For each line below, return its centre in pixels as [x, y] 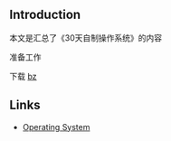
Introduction [45, 15]
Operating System [56, 127]
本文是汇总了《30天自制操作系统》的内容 [86, 38]
